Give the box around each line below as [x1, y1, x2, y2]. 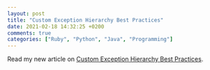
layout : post [7, 10, 45, 17]
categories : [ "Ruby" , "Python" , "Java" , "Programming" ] [7, 36, 173, 43]
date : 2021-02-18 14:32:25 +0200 [7, 23, 105, 30]
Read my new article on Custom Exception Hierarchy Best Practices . [7, 55, 204, 63]
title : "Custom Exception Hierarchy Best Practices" [7, 17, 164, 24]
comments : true [7, 29, 52, 37]
